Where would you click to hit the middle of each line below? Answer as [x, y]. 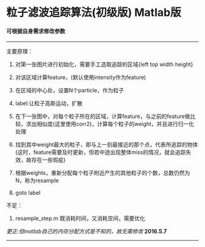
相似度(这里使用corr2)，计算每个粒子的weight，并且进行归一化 [115, 124]
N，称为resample [37, 180]
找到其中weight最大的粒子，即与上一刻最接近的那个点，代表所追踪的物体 [106, 145]
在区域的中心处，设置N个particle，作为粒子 [69, 90]
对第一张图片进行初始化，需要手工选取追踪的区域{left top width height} [104, 64]
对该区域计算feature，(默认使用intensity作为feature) [81, 78]
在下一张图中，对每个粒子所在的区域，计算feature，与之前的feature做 [103, 116]
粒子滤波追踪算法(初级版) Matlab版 [94, 13]
